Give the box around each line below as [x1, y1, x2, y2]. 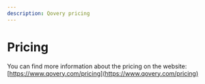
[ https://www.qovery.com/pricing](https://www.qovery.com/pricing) [7, 69, 199, 77]
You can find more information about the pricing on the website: [7, 62, 187, 70]
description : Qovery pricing [7, 10, 90, 17]
